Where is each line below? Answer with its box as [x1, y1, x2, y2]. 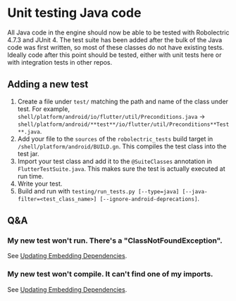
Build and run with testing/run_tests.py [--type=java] [17, 186, 180, 195]
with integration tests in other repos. [7, 58, 113, 66]
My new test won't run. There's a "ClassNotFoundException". [7, 236, 223, 245]
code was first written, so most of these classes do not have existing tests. [7, 43, 224, 51]
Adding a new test [7, 79, 89, 91]
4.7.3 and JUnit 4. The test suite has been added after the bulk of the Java [7, 35, 223, 44]
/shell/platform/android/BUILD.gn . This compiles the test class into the [17, 142, 227, 150]
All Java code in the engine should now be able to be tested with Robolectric [7, 28, 230, 37]
